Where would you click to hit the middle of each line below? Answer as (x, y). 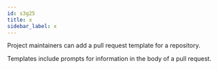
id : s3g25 (21, 13)
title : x (20, 20)
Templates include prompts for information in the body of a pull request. (109, 59)
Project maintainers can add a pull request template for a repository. (104, 46)
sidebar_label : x (32, 26)
